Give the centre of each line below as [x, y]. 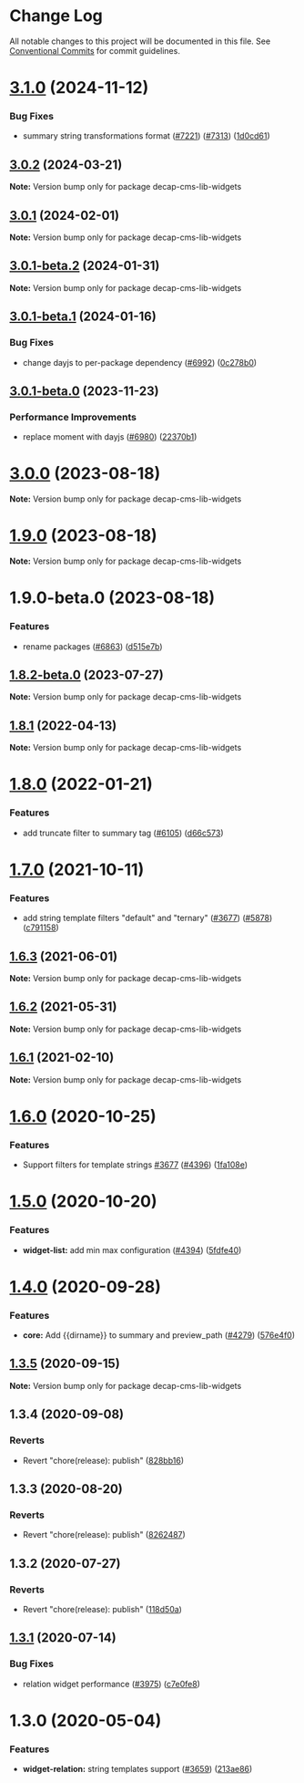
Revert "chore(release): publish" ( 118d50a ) [102, 1609]
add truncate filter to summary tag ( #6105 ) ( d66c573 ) [123, 833]
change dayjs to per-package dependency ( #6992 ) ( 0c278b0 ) [140, 362]
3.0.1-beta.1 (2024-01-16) [83, 317]
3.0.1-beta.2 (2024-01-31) [85, 266]
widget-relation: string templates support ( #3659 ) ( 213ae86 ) [137, 1769]
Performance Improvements [73, 417]
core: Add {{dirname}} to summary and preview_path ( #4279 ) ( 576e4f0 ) [159, 1335]
